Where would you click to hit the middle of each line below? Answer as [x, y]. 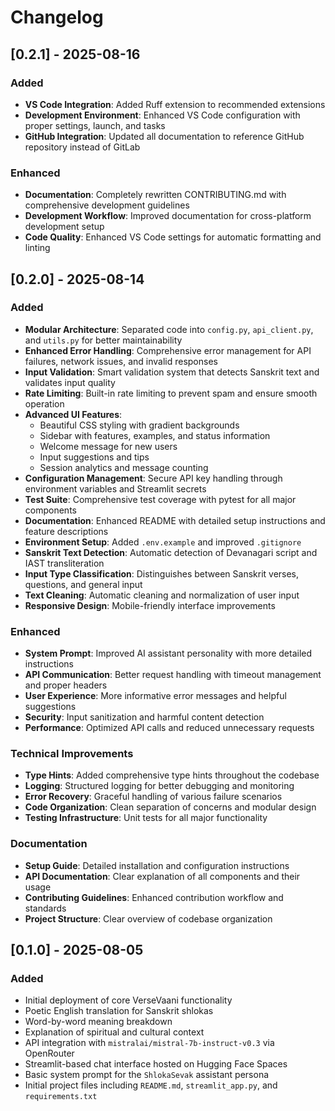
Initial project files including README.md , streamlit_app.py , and [151, 1085]
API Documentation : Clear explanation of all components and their [162, 876]
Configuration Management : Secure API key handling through [153, 478]
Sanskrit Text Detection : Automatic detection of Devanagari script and [171, 552]
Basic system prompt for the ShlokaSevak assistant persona [147, 1075]
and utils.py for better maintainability [103, 340]
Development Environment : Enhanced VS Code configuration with [162, 115]
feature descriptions [66, 531]
